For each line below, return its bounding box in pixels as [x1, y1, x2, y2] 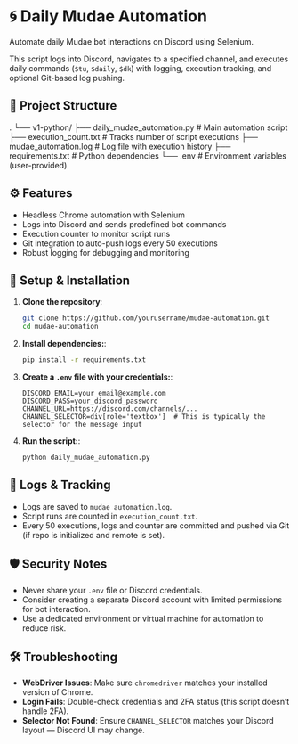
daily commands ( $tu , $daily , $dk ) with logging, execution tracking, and [9, 62, 272, 73]
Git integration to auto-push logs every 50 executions [21, 238, 218, 249]
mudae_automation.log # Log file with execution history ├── [9, 141, 231, 151]
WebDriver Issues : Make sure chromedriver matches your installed [21, 677, 268, 688]
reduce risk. [21, 622, 67, 634]
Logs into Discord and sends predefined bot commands [21, 218, 227, 229]
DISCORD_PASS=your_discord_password [21, 397, 158, 405]
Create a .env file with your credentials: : [21, 372, 173, 382]
